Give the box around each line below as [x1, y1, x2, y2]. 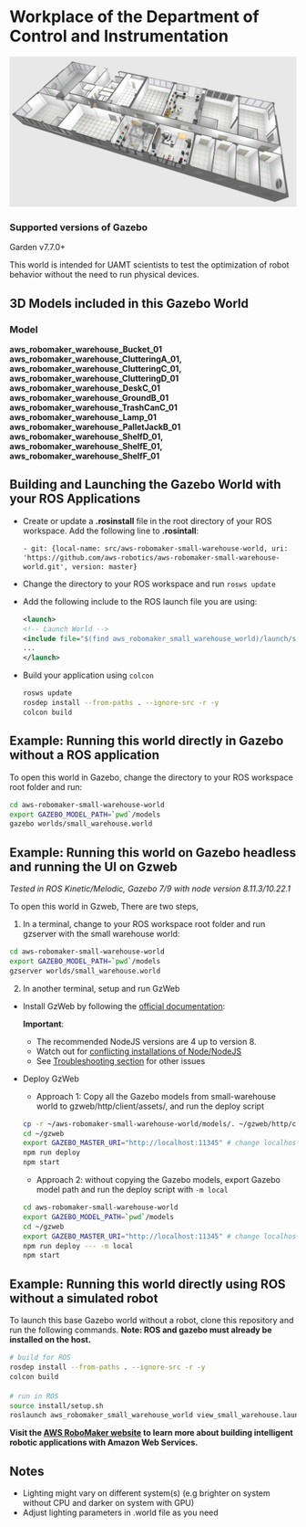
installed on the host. [9, 1334, 91, 1345]
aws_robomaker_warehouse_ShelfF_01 [9, 450, 160, 461]
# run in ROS [9, 1391, 59, 1401]
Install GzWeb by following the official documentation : [22, 1000, 226, 1011]
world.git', [22, 562, 68, 572]
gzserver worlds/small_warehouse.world [9, 966, 161, 975]
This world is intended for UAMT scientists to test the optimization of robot [9, 259, 290, 270]
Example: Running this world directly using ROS [9, 1276, 286, 1291]
